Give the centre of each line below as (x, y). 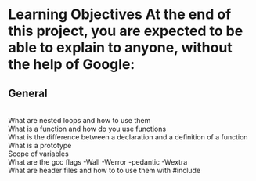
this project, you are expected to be (126, 31)
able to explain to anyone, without (120, 48)
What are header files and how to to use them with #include (105, 170)
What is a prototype (40, 145)
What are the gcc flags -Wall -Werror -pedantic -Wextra (98, 162)
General (28, 93)
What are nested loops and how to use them (79, 120)
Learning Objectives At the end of (120, 14)
